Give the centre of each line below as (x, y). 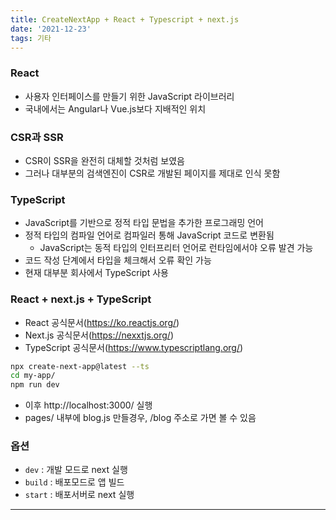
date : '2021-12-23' (51, 29)
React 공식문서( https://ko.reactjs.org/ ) (102, 322)
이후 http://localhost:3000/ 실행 (88, 405)
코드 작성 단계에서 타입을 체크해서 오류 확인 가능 (118, 260)
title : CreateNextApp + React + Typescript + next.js (125, 19)
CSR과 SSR (37, 137)
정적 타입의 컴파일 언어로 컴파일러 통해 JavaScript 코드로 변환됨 (149, 235)
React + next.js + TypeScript (81, 299)
